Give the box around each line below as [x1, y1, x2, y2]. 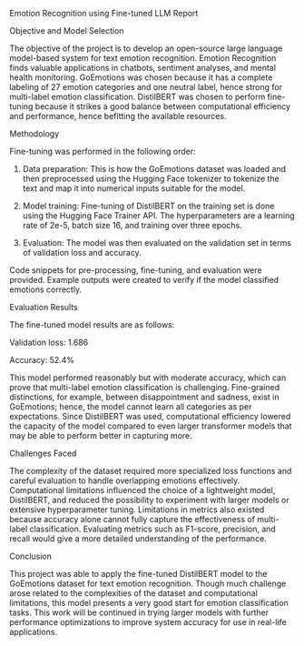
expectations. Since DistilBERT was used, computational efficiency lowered [9, 411, 291, 421]
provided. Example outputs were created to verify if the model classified [9, 275, 279, 285]
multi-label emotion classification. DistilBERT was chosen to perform [9, 91, 266, 102]
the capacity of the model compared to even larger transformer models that [9, 420, 292, 431]
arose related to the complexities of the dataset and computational [9, 588, 259, 599]
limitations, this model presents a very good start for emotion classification [9, 598, 289, 608]
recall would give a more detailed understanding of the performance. [9, 533, 268, 544]
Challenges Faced [9, 448, 77, 459]
